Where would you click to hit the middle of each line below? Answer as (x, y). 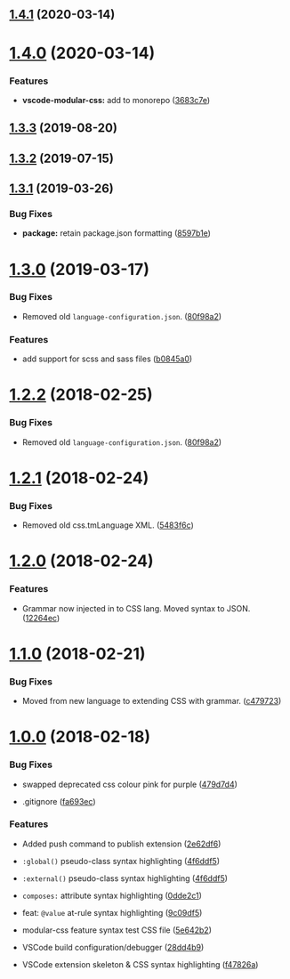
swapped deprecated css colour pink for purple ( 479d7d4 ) (130, 784)
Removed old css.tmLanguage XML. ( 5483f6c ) (108, 525)
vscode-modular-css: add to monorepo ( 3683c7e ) (116, 100)
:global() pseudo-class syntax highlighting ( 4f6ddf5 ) (121, 861)
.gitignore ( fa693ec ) (59, 801)
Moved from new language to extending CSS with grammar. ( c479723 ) (152, 701)
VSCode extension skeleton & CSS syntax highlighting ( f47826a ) (140, 964)
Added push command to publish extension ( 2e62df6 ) (121, 844)
